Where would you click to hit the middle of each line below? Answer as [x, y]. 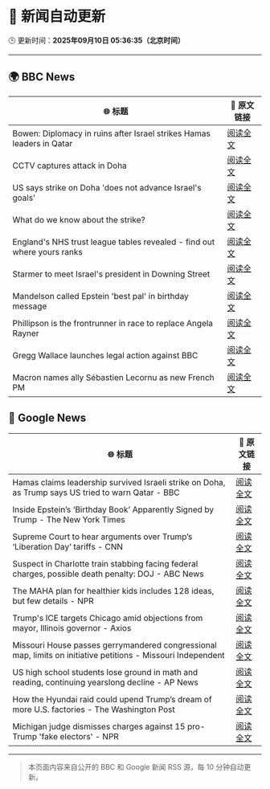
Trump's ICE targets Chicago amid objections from [108, 618]
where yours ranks [47, 251]
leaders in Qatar [43, 143]
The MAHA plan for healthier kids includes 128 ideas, [113, 591]
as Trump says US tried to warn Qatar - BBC [96, 493]
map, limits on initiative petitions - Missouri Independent [119, 655]
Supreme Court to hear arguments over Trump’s [102, 537]
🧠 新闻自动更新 [57, 16]
